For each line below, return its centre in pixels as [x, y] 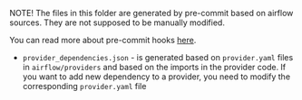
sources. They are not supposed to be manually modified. [117, 23]
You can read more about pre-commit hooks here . [103, 40]
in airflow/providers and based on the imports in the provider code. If [154, 67]
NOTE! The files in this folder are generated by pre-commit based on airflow [151, 13]
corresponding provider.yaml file [84, 86]
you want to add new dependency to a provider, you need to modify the [156, 77]
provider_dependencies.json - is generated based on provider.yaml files [158, 57]
